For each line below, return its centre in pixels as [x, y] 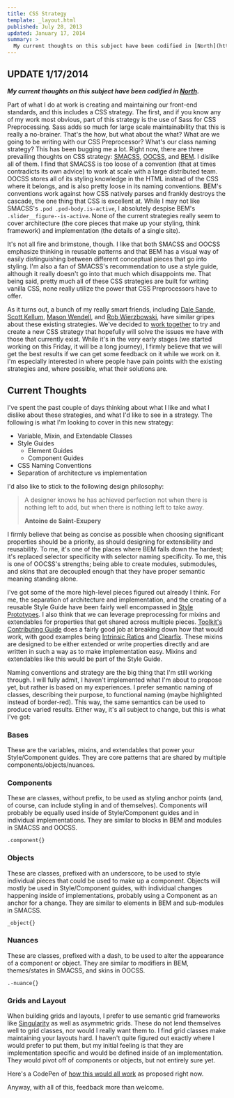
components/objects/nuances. [51, 765]
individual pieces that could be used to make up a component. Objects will [114, 880]
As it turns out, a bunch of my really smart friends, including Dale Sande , [111, 309]
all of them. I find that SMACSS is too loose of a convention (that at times [112, 164]
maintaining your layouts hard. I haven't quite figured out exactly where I [111, 1038]
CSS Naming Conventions [54, 465]
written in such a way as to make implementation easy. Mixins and [102, 651]
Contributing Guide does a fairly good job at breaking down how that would [115, 629]
